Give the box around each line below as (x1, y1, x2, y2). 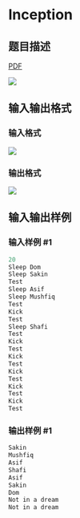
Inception (8, 6, 74, 24)
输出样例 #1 (8, 425, 52, 436)
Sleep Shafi (8, 322, 48, 330)
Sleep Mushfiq (8, 293, 56, 301)
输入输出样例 (8, 211, 72, 225)
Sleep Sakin (8, 270, 48, 278)
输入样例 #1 (8, 237, 52, 248)
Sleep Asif (8, 285, 45, 293)
